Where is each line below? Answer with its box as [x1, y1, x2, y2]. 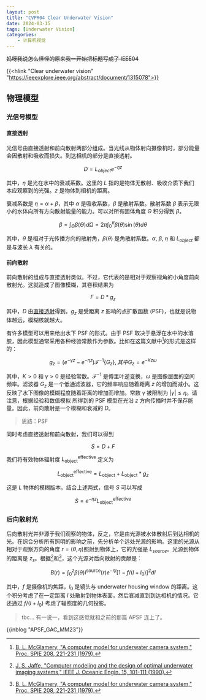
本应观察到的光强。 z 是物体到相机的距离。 [6, 186, 113, 194]
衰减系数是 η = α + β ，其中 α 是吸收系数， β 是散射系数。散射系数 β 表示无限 [6, 200, 199, 207]
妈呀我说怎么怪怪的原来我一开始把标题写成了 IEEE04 [6, 55, 139, 62]
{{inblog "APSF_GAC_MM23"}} [6, 626, 83, 633]
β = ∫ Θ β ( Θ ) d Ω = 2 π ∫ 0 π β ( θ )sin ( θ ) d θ [59, 219, 147, 230]
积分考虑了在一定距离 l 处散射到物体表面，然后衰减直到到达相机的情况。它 [11, 592, 199, 599]
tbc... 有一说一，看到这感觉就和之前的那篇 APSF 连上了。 [21, 614, 166, 621]
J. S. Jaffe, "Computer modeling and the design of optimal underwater [15, 661, 193, 669]
